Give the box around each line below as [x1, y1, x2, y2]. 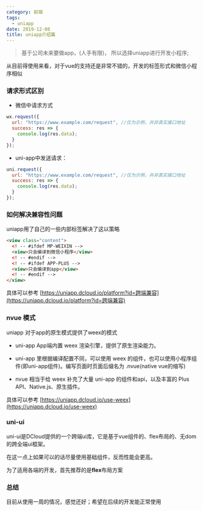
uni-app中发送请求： [15, 154, 68, 161]
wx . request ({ [6, 114, 40, 120]
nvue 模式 [6, 314, 36, 322]
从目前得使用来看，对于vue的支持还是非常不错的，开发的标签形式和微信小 [6, 62, 192, 70]
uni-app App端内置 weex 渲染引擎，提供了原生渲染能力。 [15, 342, 160, 349]
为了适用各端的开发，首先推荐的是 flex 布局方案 [6, 466, 123, 474]
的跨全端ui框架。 [6, 440, 49, 447]
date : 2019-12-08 [6, 26, 51, 32]
